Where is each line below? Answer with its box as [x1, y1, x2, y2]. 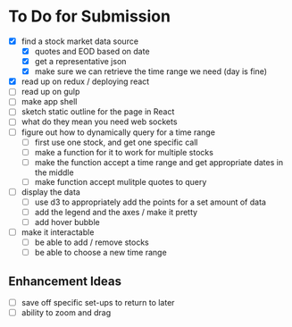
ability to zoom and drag [21, 307, 112, 318]
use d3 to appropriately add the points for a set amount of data [34, 197, 267, 207]
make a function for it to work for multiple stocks [34, 147, 213, 157]
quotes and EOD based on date [34, 46, 150, 56]
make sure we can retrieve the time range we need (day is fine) [34, 66, 268, 77]
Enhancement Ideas [8, 273, 122, 289]
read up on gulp [21, 87, 80, 97]
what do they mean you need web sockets [21, 116, 178, 127]
